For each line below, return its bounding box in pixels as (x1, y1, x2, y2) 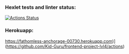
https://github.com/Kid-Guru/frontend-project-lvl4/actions (6, 43, 123, 49)
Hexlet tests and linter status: (5, 4, 76, 11)
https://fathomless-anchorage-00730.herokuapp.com (5, 38, 113, 44)
